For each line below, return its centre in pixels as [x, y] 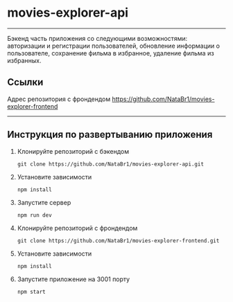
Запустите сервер [44, 202]
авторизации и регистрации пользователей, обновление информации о [114, 46]
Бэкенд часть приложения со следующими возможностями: [97, 38]
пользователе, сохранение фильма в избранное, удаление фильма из [111, 53]
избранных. [24, 60]
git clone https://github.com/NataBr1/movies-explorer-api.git [111, 164]
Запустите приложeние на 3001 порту [74, 279]
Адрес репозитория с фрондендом [59, 99]
